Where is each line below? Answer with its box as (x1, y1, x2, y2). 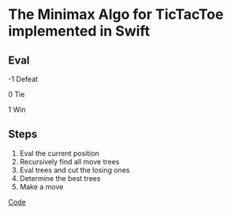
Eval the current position (19, 148, 100, 158)
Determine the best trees (19, 173, 101, 183)
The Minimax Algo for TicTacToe (8, 6, 224, 24)
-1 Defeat (8, 75, 38, 83)
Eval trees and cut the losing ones (19, 165, 130, 175)
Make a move (19, 182, 64, 191)
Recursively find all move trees (19, 157, 120, 166)
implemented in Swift (8, 22, 151, 40)
